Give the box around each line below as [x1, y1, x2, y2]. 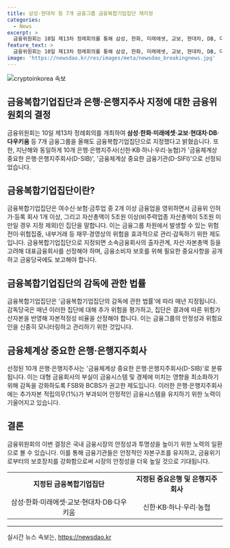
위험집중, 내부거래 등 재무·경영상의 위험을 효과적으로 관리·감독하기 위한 [19, 230, 208, 238]
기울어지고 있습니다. [7, 399, 60, 406]
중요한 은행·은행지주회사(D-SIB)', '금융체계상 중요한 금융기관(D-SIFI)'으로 [7, 154, 203, 162]
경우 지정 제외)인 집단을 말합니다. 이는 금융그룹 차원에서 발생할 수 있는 [19, 221, 207, 229]
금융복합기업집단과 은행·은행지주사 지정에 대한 [7, 97, 190, 108]
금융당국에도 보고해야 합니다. [19, 256, 97, 264]
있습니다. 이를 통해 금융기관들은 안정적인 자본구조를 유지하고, [34, 448, 197, 456]
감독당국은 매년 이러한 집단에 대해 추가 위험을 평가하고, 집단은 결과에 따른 [7, 306, 203, 314]
